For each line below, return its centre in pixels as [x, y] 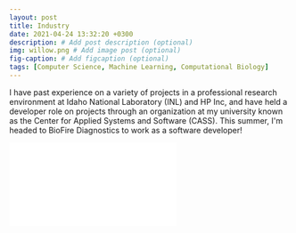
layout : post [33, 17]
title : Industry [39, 26]
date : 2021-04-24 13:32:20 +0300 [71, 34]
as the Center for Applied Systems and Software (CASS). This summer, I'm [146, 120]
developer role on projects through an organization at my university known [146, 111]
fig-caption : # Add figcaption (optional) [89, 59]
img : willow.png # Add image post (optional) [95, 51]
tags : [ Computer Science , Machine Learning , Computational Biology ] [139, 68]
